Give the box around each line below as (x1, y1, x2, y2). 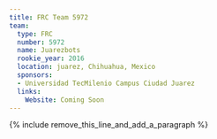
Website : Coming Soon (25, 95, 104, 104)
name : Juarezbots (17, 46, 81, 55)
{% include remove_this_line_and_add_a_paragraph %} (9, 120, 209, 130)
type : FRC (17, 29, 53, 38)
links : (17, 87, 41, 96)
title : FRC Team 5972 (9, 12, 89, 22)
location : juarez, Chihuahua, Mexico (17, 63, 156, 72)
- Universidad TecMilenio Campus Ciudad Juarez (17, 79, 196, 88)
